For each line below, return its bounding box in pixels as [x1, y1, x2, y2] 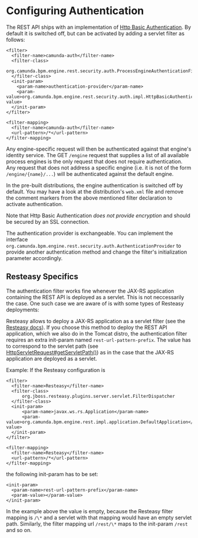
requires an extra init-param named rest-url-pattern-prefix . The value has [6, 336, 192, 343]
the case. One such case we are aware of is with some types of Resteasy [6, 300, 184, 307]
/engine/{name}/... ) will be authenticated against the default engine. [6, 170, 174, 177]
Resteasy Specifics [6, 272, 78, 282]
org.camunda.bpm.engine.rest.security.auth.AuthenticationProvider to [6, 242, 181, 249]
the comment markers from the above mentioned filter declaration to [6, 194, 173, 201]
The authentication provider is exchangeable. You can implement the [6, 230, 173, 237]
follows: [6, 36, 25, 43]
